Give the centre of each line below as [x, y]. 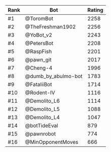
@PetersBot [39, 43]
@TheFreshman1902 [50, 27]
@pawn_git [38, 60]
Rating [95, 10]
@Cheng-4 [39, 68]
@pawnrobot [40, 134]
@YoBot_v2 [39, 35]
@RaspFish [38, 51]
